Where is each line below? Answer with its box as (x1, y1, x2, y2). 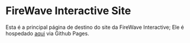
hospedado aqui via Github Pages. (5, 29, 89, 37)
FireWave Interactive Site (5, 4, 131, 18)
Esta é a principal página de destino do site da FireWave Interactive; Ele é (5, 24, 184, 31)
